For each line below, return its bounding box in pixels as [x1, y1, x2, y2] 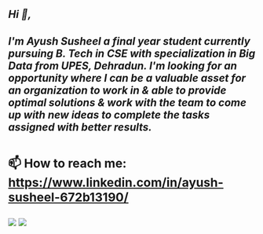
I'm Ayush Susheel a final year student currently [8, 35, 251, 48]
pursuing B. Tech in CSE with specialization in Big [8, 46, 256, 60]
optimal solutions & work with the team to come [8, 96, 247, 109]
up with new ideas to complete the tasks [8, 108, 210, 122]
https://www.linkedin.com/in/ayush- [8, 174, 224, 190]
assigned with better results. [8, 120, 152, 133]
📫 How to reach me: [8, 155, 127, 171]
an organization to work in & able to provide [8, 83, 227, 97]
